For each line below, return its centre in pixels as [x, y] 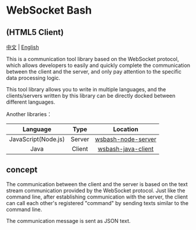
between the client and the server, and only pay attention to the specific [94, 71]
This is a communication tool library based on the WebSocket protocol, [93, 59]
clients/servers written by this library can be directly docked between [91, 96]
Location [126, 129]
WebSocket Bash [49, 10]
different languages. [30, 102]
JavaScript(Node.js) [37, 139]
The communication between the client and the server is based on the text [97, 184]
